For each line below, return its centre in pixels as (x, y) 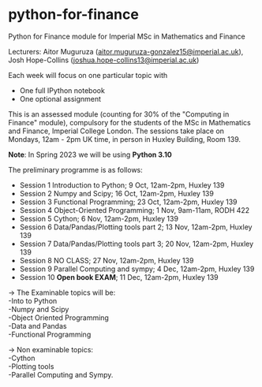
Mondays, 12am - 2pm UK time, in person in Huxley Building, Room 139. (124, 139)
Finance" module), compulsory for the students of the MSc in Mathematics (129, 122)
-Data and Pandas (37, 326)
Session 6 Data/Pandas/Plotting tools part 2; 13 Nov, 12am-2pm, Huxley (136, 227)
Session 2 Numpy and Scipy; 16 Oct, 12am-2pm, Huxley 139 (117, 193)
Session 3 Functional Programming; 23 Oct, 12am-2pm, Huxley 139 (128, 202)
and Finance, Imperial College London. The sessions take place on (116, 131)
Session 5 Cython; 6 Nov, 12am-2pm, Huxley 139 (99, 218)
